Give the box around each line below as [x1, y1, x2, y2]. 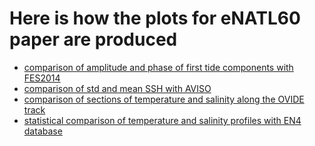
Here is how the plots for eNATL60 [9, 7, 301, 30]
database [23, 125, 63, 137]
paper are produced [9, 28, 178, 51]
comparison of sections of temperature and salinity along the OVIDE [23, 93, 305, 105]
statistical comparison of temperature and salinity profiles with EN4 [23, 114, 302, 126]
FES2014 [23, 72, 61, 84]
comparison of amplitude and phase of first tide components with [23, 61, 294, 73]
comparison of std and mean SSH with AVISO [23, 82, 212, 94]
